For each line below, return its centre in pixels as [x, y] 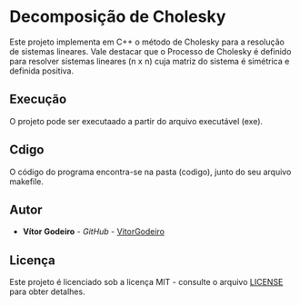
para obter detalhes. [47, 291]
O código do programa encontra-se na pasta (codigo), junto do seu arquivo [150, 172]
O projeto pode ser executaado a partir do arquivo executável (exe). [136, 121]
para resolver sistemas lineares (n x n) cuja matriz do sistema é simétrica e [150, 61]
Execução [38, 99]
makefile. [26, 181]
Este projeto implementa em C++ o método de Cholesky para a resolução [147, 42]
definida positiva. [42, 71]
